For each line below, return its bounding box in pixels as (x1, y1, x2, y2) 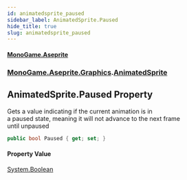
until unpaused (7, 122, 49, 130)
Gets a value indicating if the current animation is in (7, 107, 153, 115)
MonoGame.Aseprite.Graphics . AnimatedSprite (7, 67, 168, 77)
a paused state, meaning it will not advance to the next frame (7, 114, 181, 122)
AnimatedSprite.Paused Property (7, 89, 153, 100)
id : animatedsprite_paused (7, 10, 85, 17)
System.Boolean (7, 165, 54, 173)
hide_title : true (7, 23, 57, 30)
